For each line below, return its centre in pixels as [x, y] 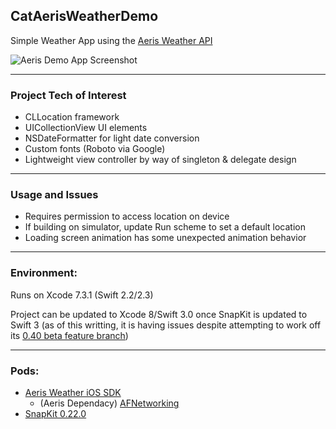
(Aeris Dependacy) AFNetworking [109, 403]
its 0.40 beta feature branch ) [69, 335]
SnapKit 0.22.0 [55, 413]
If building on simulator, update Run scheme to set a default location [165, 227]
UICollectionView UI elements [86, 128]
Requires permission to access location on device [127, 216]
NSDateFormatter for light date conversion [112, 138]
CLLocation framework [72, 117]
